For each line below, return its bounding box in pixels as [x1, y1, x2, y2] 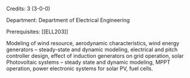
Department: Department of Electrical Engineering [6, 17, 130, 23]
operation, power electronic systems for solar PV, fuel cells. [6, 65, 153, 72]
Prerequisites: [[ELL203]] [6, 28, 69, 35]
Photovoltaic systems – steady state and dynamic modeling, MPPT [6, 59, 171, 65]
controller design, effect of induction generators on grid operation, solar [6, 52, 184, 59]
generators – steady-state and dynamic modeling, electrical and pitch [6, 46, 178, 53]
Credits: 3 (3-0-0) [6, 5, 51, 12]
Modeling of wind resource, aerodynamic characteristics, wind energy [6, 40, 180, 46]
